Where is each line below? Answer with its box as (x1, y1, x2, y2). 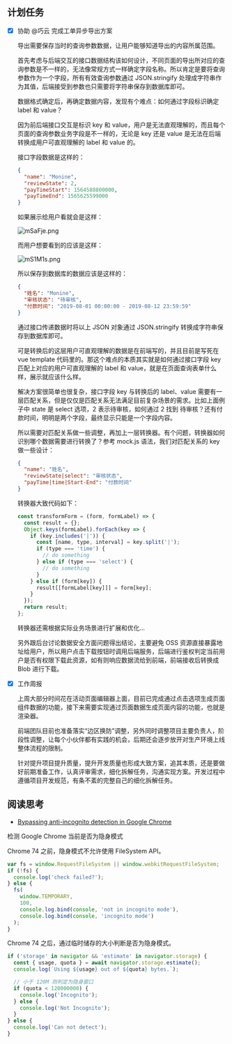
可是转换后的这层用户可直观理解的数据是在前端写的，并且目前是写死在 (17, 346, 219, 354)
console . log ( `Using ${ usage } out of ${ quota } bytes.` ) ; (13, 966, 179, 973)
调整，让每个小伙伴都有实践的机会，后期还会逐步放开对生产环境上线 (29, 735, 225, 743)
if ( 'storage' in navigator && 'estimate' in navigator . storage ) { (7, 953, 208, 960)
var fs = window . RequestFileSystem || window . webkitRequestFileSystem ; (7, 861, 219, 868)
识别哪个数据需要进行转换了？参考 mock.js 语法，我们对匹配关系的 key (17, 437, 220, 445)
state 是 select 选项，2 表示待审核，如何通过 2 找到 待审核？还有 (31, 404, 217, 413)
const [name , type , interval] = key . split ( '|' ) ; (36, 539, 180, 546)
